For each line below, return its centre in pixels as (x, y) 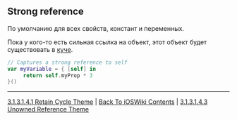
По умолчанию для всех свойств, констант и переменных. (96, 28)
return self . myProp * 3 (58, 75)
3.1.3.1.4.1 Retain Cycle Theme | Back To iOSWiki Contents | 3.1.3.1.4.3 (108, 102)
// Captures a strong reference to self (68, 62)
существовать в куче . (40, 49)
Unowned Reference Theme (48, 109)
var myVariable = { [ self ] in (52, 69)
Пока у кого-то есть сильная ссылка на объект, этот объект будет (107, 42)
